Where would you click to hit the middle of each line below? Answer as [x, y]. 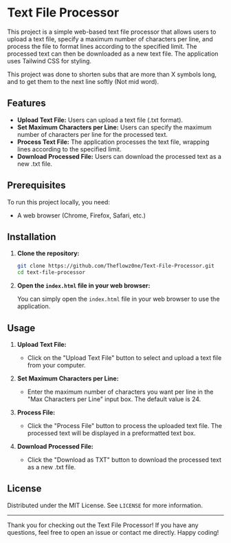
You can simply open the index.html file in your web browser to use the [118, 299]
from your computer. [56, 365]
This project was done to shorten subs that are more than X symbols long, [112, 74]
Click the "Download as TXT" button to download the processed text [124, 460]
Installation [32, 236]
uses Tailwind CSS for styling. [49, 61]
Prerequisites [36, 185]
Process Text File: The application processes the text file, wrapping [113, 142]
